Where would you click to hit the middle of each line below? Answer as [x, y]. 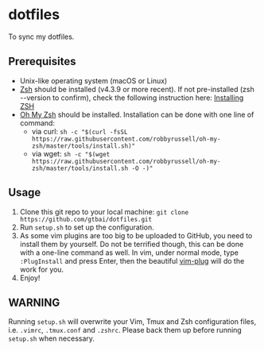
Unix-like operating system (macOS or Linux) [93, 80]
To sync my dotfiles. [41, 37]
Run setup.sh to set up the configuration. [87, 227]
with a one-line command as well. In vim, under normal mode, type [129, 253]
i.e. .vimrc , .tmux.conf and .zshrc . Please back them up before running [125, 330]
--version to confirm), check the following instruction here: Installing [132, 98]
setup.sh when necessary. [52, 338]
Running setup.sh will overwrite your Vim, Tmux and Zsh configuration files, [132, 322]
